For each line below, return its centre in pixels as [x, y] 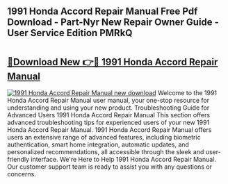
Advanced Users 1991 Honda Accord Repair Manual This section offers [109, 115]
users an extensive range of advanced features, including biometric [104, 137]
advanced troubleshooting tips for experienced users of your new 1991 [108, 122]
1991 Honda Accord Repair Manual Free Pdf [103, 11]
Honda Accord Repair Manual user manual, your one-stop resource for [108, 100]
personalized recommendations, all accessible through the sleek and [106, 152]
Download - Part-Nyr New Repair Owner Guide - [113, 23]
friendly [18, 159]
